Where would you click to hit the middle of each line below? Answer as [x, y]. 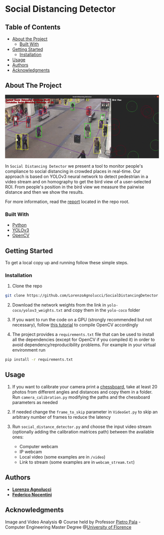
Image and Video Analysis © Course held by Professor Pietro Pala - [73, 522]
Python [19, 225]
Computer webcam [39, 446]
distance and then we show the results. [44, 192]
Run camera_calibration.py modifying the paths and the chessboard [81, 397]
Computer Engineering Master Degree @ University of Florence [68, 527]
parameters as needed [35, 402]
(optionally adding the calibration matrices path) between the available [83, 432]
